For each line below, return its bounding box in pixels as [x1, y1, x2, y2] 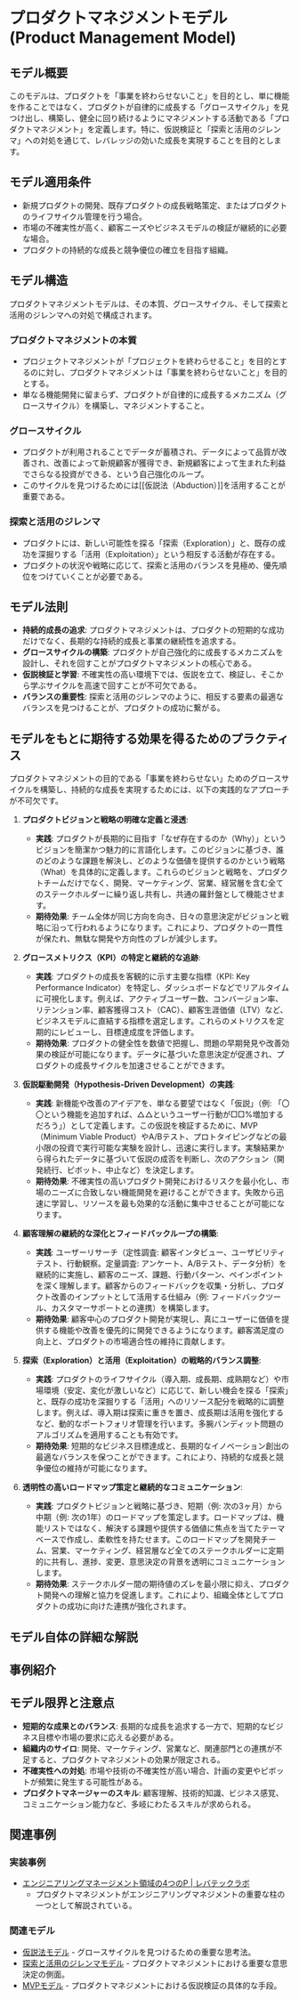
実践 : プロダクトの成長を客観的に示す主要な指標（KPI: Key [35, 971, 251, 982]
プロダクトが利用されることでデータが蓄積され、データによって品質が [21, 447, 279, 457]
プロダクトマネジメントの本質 [9, 334, 138, 346]
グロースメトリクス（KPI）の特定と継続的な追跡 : [21, 952, 201, 963]
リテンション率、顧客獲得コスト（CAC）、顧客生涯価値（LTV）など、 [35, 1005, 288, 1016]
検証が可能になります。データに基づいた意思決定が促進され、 [51, 1049, 278, 1060]
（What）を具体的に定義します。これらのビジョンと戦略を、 [35, 867, 257, 878]
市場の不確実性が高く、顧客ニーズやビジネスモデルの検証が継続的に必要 [21, 222, 287, 232]
